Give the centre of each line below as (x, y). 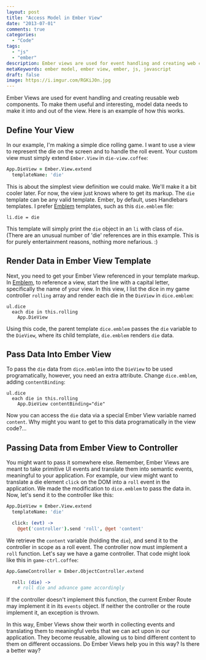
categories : (21, 35)
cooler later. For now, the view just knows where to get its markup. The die (101, 193)
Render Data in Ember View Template (79, 261)
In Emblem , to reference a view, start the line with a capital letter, (88, 282)
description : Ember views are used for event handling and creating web (101, 63)
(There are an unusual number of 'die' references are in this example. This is (103, 235)
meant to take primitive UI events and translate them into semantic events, (100, 469)
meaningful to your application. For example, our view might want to (92, 476)
